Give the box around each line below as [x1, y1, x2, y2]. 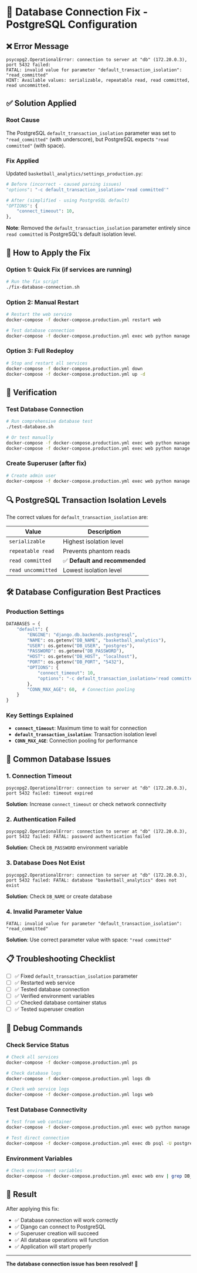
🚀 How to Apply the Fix [6, 248, 91, 258]
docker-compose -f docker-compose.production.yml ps [6, 1060, 138, 1065]
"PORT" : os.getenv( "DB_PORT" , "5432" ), [27, 659, 125, 665]
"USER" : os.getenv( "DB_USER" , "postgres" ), [27, 643, 135, 649]
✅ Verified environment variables [14, 993, 95, 999]
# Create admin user [6, 473, 57, 479]
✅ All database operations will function [14, 1236, 109, 1243]
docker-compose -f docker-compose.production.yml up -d [6, 371, 145, 377]
